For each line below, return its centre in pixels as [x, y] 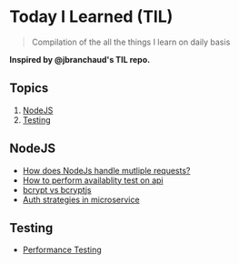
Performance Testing [62, 250]
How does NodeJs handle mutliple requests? [106, 170]
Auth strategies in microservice [81, 199]
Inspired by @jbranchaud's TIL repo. [80, 59]
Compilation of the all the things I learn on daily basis [131, 42]
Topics [29, 88]
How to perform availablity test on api [93, 180]
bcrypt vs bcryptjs [57, 189]
